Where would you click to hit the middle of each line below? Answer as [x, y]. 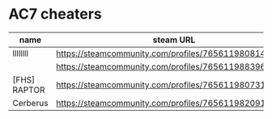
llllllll [20, 53]
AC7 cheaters [55, 14]
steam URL [174, 40]
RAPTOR [29, 90]
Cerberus [30, 103]
